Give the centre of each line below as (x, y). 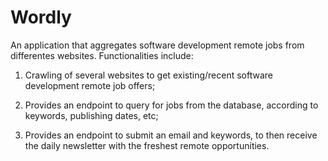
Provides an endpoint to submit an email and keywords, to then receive (171, 135)
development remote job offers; (90, 85)
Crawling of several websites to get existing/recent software (148, 75)
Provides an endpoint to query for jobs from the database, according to (171, 105)
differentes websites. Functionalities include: (102, 55)
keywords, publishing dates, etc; (91, 115)
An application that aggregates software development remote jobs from (157, 45)
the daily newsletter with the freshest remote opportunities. (147, 145)
